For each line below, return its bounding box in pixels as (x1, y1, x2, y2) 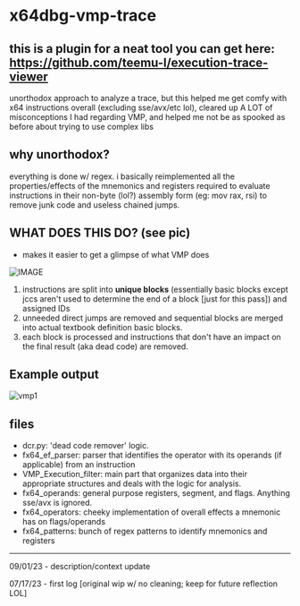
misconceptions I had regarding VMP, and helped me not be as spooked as (9, 112, 286, 122)
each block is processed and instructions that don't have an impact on (21, 331, 281, 342)
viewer (9, 69, 49, 84)
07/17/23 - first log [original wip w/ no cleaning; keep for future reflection (9, 578, 279, 589)
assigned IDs (21, 303, 71, 313)
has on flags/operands (21, 516, 105, 527)
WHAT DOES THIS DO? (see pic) (9, 226, 191, 241)
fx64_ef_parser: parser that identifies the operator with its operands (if (21, 449, 282, 461)
